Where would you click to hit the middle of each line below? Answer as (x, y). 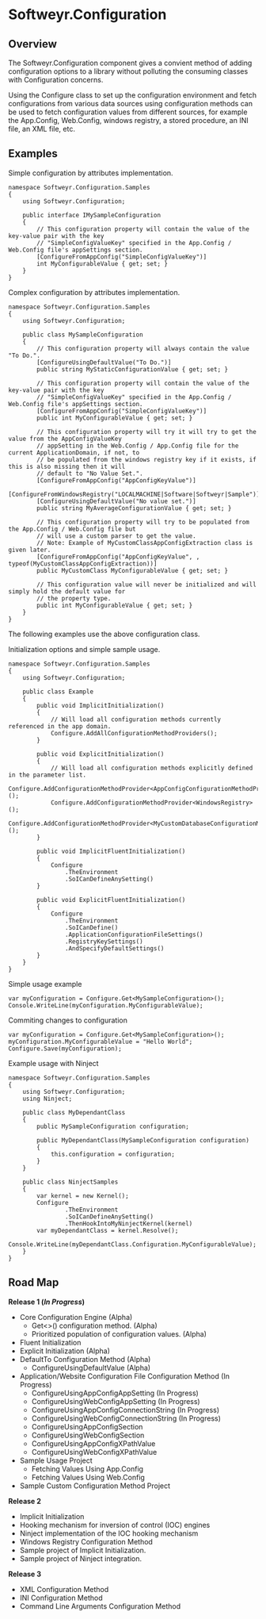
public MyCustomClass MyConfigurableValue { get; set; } (132, 570)
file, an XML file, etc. (42, 129)
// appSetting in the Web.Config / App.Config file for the (138, 446)
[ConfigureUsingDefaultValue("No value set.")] (116, 501)
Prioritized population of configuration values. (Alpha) (119, 1333)
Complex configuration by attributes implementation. (94, 292)
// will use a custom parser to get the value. (116, 536)
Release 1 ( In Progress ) (47, 1302)
